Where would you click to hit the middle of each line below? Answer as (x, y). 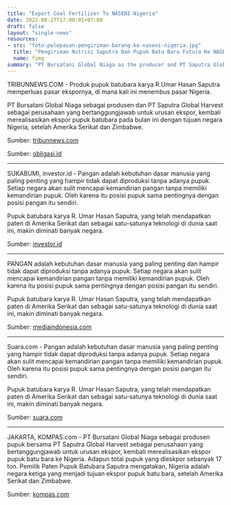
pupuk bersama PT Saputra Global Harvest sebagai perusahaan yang (105, 444)
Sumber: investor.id (35, 244)
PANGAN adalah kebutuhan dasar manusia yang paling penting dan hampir (113, 264)
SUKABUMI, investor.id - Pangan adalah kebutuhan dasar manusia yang (109, 173)
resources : (23, 39)
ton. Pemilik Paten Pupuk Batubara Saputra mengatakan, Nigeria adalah (108, 466)
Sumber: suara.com (35, 417)
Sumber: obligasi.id (34, 153)
